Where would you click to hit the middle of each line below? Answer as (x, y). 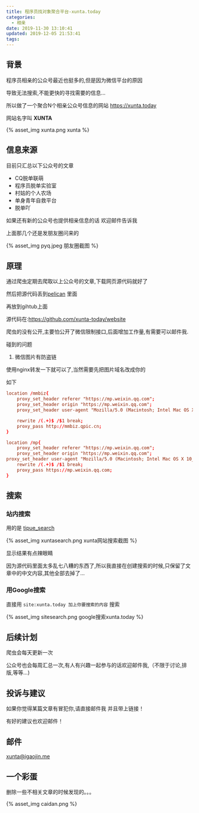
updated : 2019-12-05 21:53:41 (44, 34)
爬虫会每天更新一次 (30, 653)
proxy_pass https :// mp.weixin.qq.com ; (65, 470)
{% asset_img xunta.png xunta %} (48, 130)
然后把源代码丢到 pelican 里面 (42, 294)
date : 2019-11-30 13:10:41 (39, 28)
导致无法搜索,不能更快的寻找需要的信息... (56, 93)
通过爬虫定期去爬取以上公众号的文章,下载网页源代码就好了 (77, 281)
